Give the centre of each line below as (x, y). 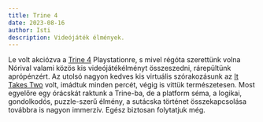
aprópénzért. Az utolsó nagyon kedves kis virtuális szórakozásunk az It (123, 76)
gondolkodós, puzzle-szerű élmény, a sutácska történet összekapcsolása (127, 102)
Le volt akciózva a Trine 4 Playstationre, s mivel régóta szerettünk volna (124, 60)
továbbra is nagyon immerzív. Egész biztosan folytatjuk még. (107, 110)
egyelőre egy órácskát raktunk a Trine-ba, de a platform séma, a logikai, (125, 93)
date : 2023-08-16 (37, 23)
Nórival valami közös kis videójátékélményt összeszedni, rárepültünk (120, 68)
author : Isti (30, 30)
